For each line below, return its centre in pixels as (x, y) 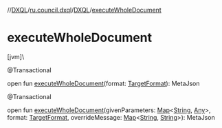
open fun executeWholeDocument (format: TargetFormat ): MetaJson (104, 83)
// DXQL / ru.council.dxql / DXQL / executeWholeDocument (84, 10)
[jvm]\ (16, 56)
